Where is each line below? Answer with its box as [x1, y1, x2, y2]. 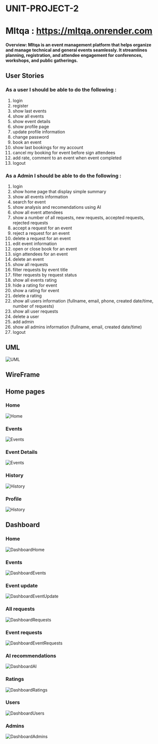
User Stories [5, 72, 44, 80]
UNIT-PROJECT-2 [5, 3, 79, 14]
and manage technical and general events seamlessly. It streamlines [5, 47, 148, 53]
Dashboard [5, 521, 40, 529]
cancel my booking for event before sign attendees [12, 149, 116, 155]
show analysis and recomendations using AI [12, 204, 101, 210]
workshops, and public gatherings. [5, 57, 79, 63]
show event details [12, 118, 51, 124]
